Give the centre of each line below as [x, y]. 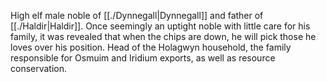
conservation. [39, 68]
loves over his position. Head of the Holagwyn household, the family [151, 47]
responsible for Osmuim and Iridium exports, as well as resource [143, 58]
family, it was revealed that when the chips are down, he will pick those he [163, 36]
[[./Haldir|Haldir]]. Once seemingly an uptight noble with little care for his [160, 26]
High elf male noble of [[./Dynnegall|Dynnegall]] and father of [137, 15]
